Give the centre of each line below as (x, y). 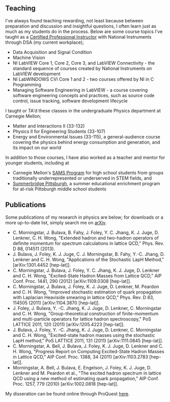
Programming (27, 84)
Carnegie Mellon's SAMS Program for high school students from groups (88, 173)
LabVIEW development (36, 74)
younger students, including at (37, 163)
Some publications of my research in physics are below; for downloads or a (84, 217)
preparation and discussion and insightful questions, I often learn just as (81, 26)
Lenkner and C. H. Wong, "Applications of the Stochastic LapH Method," (88, 260)
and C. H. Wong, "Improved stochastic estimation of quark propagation (87, 292)
